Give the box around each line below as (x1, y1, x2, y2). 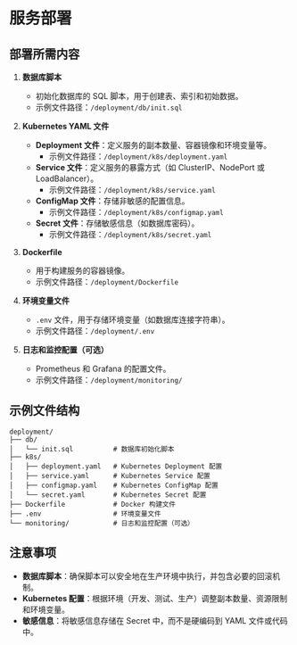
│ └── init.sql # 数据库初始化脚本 (9, 444, 175, 453)
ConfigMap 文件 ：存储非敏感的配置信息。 (35, 195, 190, 206)
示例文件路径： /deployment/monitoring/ (35, 375, 183, 385)
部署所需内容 (9, 46, 80, 62)
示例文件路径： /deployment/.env (35, 326, 155, 335)
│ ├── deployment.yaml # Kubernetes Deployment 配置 (9, 461, 223, 471)
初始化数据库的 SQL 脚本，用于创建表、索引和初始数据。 (35, 91, 243, 101)
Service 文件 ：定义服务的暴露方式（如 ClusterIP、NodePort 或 (35, 162, 266, 172)
